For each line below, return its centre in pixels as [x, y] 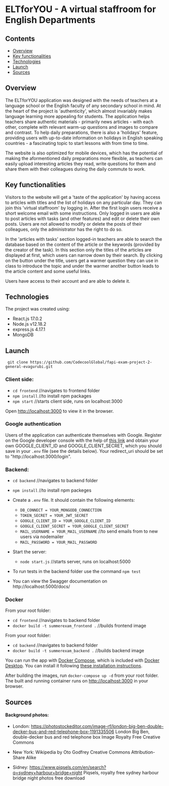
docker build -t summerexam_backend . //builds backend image [78, 651]
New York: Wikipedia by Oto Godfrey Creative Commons [71, 752]
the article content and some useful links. [48, 271]
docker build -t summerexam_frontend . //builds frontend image [79, 626]
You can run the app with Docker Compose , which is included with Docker [82, 660]
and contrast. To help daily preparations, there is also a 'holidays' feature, [82, 132]
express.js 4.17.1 [29, 330]
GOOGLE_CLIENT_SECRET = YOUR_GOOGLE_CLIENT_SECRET [74, 527]
